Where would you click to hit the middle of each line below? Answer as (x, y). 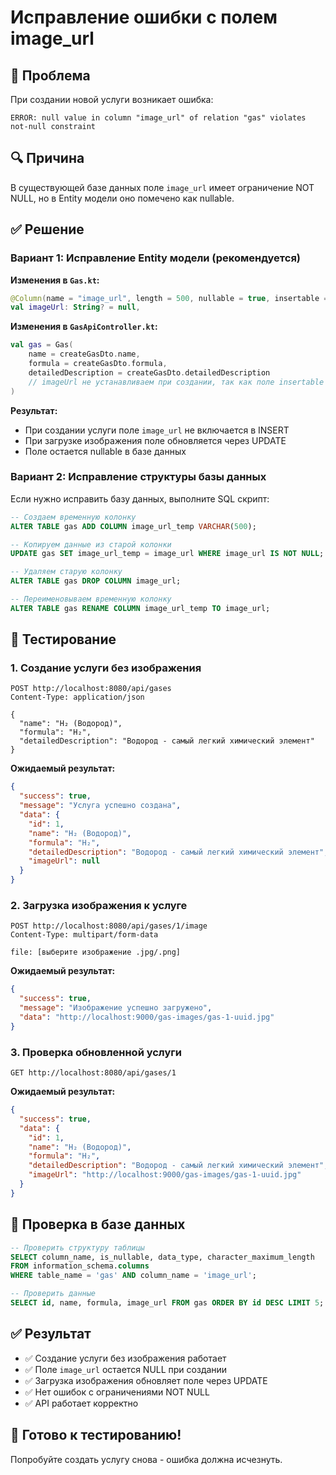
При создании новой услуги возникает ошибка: (112, 99)
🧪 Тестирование (63, 639)
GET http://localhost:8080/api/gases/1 (93, 1073)
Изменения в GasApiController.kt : (84, 327)
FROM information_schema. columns (80, 1266)
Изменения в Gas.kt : (55, 280)
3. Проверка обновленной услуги (96, 1052)
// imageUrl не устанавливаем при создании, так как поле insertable (176, 382)
